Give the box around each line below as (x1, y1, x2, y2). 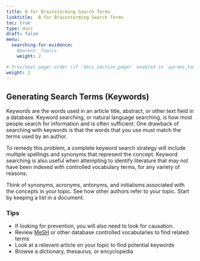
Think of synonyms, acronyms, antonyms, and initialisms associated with (6, 182, 185, 189)
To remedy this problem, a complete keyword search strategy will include (6, 145, 186, 152)
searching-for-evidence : (11, 42, 73, 48)
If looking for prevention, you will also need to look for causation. (14, 222, 174, 230)
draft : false (6, 31, 39, 37)
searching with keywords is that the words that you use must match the (6, 127, 182, 134)
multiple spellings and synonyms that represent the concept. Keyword (6, 151, 178, 158)
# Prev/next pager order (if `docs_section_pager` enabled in (6, 64, 164, 70)
